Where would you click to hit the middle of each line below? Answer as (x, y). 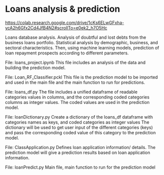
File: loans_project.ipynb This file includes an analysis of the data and (75, 62)
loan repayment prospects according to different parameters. (67, 53)
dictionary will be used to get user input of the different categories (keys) (79, 127)
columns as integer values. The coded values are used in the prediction (77, 102)
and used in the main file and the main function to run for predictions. (75, 82)
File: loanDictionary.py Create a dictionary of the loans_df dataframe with (79, 117)
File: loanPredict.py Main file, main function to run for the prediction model (80, 167)
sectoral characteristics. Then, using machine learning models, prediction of (82, 48)
